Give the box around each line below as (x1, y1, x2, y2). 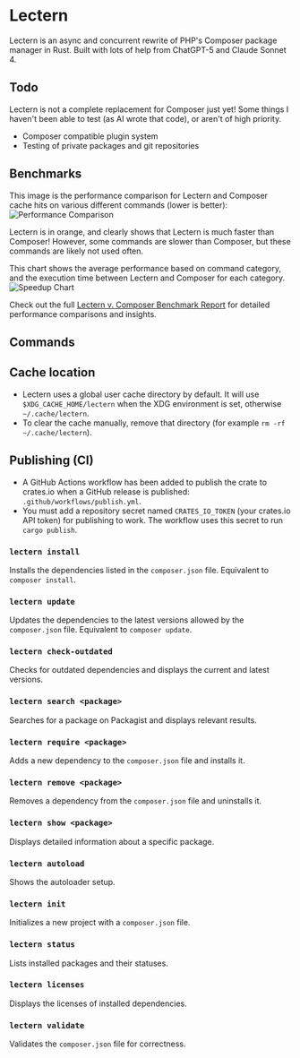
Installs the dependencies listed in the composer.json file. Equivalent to (9, 564, 270, 575)
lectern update (9, 597, 76, 606)
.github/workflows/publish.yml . (21, 495, 141, 506)
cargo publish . (21, 524, 78, 535)
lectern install (9, 546, 81, 556)
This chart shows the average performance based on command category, (9, 262, 282, 273)
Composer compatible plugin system (21, 131, 159, 142)
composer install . (9, 574, 76, 585)
